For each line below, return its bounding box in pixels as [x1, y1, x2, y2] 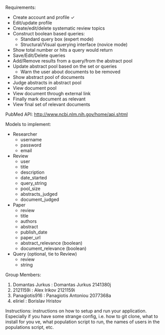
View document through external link [12, 91, 91, 96]
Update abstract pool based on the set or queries [12, 64, 117, 69]
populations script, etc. [5, 324, 54, 330]
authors [20, 218, 37, 224]
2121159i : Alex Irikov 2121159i [12, 287, 75, 293]
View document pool [12, 85, 57, 91]
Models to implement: [5, 121, 51, 127]
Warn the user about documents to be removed [20, 69, 120, 75]
